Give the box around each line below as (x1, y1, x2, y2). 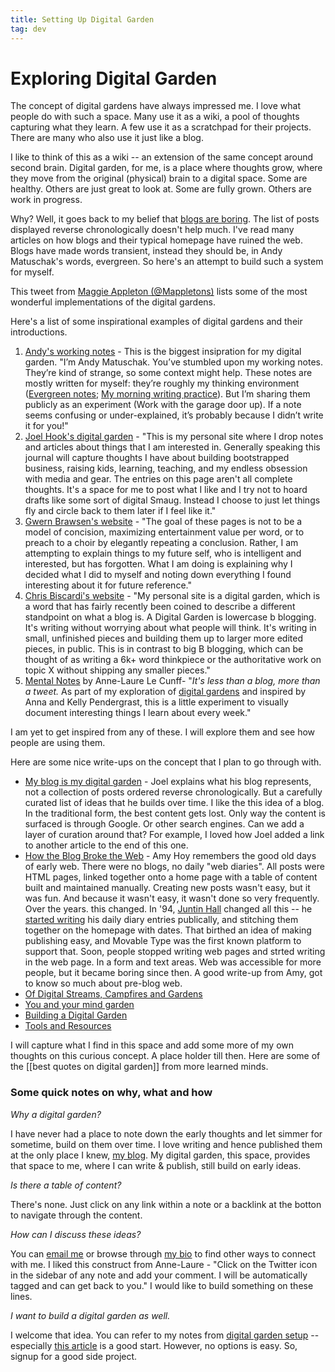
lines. (10, 1290, 33, 1302)
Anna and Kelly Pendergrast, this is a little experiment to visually (24, 696, 289, 708)
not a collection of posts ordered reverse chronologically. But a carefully (24, 786, 323, 798)
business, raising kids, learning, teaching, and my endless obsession (24, 462, 308, 475)
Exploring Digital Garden (10, 67, 218, 90)
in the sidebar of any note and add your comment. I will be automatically (10, 1269, 308, 1281)
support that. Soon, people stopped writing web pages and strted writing (24, 946, 326, 958)
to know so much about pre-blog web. (24, 977, 183, 990)
